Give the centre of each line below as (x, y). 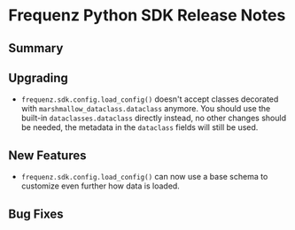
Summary (36, 48)
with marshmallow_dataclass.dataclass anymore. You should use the (146, 109)
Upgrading (38, 77)
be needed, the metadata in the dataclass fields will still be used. (140, 127)
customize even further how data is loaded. (101, 186)
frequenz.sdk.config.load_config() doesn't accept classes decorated (150, 99)
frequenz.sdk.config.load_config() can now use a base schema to (144, 177)
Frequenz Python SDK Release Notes (147, 15)
